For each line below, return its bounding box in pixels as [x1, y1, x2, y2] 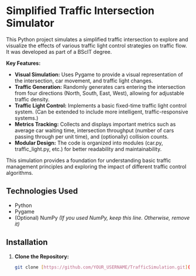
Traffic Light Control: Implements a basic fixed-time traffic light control [14, 102, 187, 109]
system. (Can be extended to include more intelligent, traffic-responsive [14, 108, 188, 115]
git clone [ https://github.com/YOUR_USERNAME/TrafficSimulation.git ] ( [14, 264, 191, 270]
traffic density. [14, 95, 50, 103]
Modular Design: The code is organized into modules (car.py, [14, 139, 163, 146]
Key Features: [6, 60, 41, 67]
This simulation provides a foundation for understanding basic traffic [6, 157, 171, 164]
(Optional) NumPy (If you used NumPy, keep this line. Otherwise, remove [14, 214, 190, 221]
